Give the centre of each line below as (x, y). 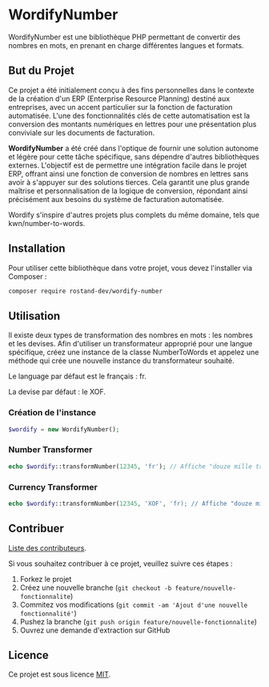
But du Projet (41, 71)
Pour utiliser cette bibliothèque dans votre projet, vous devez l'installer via (130, 268)
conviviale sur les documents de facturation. (81, 132)
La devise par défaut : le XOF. (57, 392)
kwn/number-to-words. (47, 223)
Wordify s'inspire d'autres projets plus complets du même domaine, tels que (134, 215)
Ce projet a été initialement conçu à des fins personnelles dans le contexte (131, 90)
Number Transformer (50, 450)
